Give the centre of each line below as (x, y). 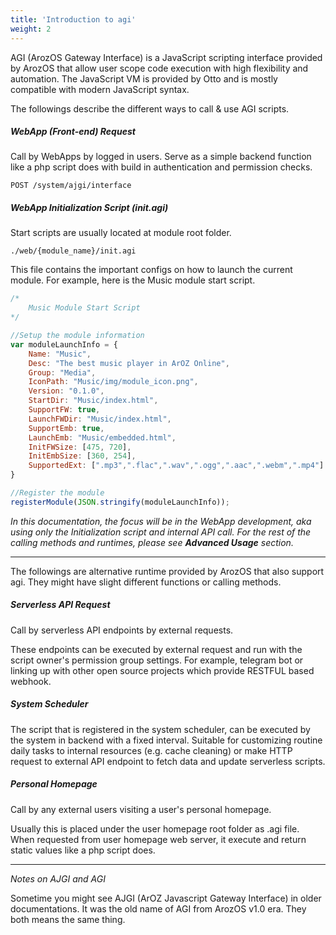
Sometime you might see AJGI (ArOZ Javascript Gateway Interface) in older (166, 898)
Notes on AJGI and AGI (58, 878)
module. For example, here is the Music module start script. (133, 280)
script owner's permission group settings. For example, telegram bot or (157, 660)
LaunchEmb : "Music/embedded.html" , (102, 437)
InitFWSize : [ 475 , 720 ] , (80, 447)
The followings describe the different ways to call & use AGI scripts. (150, 108)
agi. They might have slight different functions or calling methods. (146, 582)
